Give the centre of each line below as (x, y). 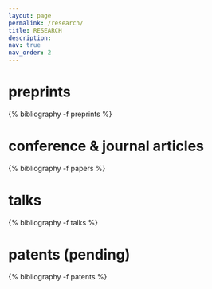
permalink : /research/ (46, 23)
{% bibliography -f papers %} (57, 168)
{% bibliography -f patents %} (58, 276)
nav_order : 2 (30, 53)
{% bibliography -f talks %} (53, 222)
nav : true (25, 45)
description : (30, 38)
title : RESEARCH (35, 30)
